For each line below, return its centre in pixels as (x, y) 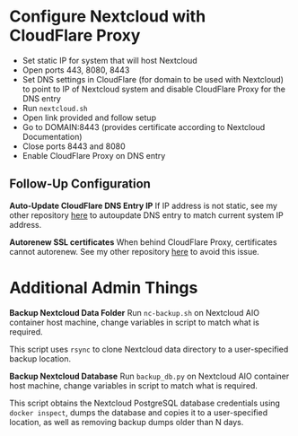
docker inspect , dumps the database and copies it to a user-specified (138, 412)
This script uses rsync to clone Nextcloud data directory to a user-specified (149, 349)
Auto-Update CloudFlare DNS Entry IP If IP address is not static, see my (144, 205)
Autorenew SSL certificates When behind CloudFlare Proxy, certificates (143, 242)
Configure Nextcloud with (108, 17)
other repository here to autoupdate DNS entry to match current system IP (147, 215)
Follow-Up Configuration (80, 184)
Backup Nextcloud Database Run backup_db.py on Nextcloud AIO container (149, 376)
